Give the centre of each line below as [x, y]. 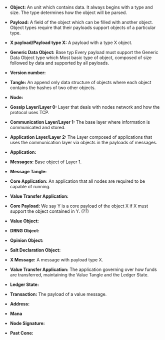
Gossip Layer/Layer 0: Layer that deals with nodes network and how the [85, 107]
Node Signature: [27, 323]
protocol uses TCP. [29, 112]
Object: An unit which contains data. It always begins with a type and [81, 7]
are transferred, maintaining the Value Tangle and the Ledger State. [79, 275]
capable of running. [30, 187]
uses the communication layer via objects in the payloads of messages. [83, 142]
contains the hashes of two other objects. [53, 88]
